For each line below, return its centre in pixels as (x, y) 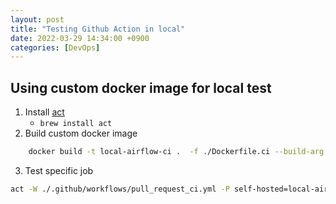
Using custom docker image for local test (141, 87)
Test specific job (59, 170)
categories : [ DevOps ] (55, 47)
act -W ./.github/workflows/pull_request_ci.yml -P (120, 189)
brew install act (76, 124)
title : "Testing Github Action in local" (98, 29)
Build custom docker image (81, 133)
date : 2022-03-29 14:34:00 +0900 (80, 38)
